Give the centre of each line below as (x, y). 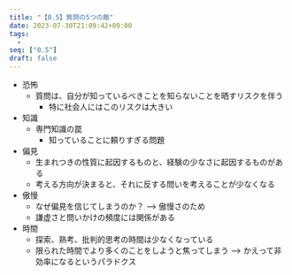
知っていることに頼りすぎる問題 (107, 140)
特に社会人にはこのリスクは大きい (111, 107)
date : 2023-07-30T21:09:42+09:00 (71, 26)
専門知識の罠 (58, 129)
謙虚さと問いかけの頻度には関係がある (105, 217)
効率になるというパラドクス (86, 261)
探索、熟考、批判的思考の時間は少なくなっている (124, 239)
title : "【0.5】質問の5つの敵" (61, 17)
